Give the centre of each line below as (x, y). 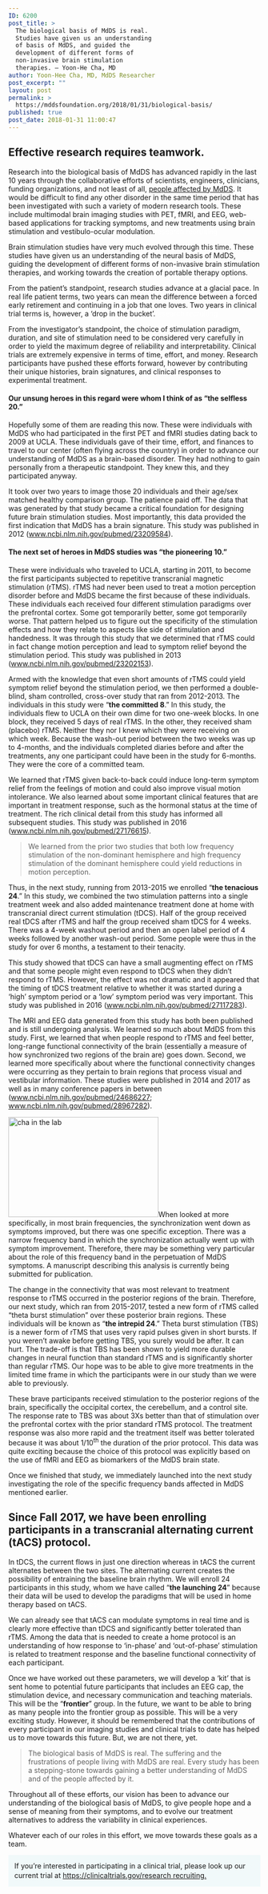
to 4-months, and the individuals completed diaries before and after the (126, 748)
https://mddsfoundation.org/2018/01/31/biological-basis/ (114, 105)
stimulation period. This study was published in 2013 (95, 655)
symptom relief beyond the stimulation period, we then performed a (120, 688)
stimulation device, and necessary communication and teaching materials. (131, 1695)
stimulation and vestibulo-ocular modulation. (82, 231)
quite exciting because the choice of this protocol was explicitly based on (129, 1451)
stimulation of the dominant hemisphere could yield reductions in (135, 864)
